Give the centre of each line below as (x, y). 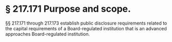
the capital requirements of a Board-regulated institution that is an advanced (86, 28)
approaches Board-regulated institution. (47, 34)
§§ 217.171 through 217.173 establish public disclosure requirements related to (86, 23)
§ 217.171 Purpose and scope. (68, 9)
